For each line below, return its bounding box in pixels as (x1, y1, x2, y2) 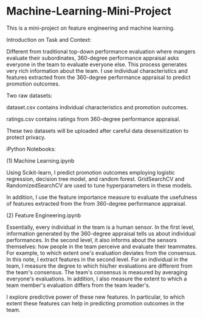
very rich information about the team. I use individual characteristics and (6, 67, 188, 74)
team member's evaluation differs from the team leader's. (6, 281, 151, 289)
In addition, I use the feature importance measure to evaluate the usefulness (6, 193, 198, 201)
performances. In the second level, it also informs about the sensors (6, 236, 177, 243)
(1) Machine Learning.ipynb (6, 157, 75, 164)
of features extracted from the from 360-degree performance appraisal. (6, 200, 187, 207)
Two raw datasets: (6, 92, 53, 99)
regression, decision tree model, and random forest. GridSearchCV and (6, 175, 185, 183)
